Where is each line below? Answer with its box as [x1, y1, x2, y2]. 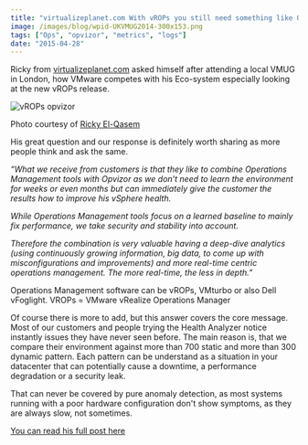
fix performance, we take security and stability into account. [10, 220, 239, 231]
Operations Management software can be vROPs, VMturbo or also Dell [10, 285, 277, 296]
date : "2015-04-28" [10, 38, 85, 48]
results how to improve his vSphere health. [10, 193, 172, 204]
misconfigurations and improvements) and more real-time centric [10, 258, 258, 269]
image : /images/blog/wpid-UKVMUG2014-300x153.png [10, 22, 204, 31]
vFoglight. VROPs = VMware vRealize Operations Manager [10, 294, 231, 306]
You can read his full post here [10, 426, 126, 437]
